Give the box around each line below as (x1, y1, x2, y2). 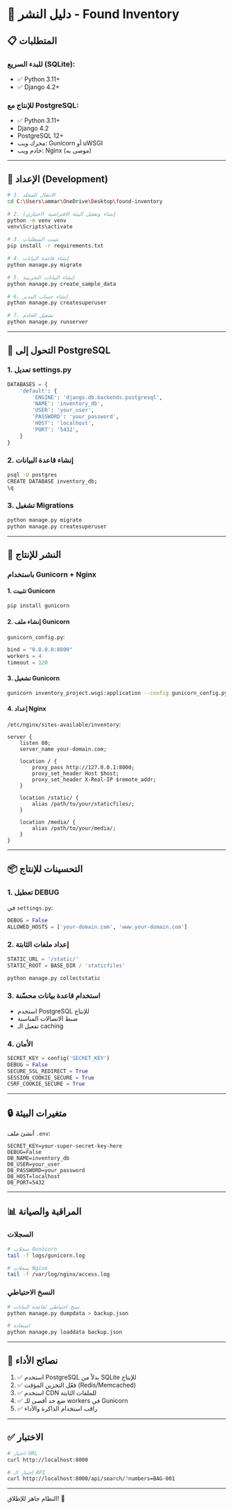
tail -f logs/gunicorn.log (7, 1252, 85, 1259)
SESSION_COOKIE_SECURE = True (7, 1074, 95, 1081)
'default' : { (19, 387, 58, 394)
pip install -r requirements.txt (7, 243, 104, 250)
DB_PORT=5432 (7, 1179, 45, 1187)
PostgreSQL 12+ (17, 131, 64, 140)
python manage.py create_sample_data (7, 280, 116, 287)
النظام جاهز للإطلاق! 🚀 (7, 1495, 65, 1503)
